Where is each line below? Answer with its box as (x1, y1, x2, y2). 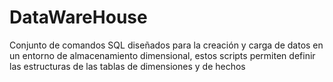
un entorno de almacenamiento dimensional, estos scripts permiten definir (9, 49, 316, 61)
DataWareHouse (9, 6, 148, 29)
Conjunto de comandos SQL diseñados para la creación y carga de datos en (9, 39, 324, 51)
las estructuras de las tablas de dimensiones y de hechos (9, 60, 246, 72)
